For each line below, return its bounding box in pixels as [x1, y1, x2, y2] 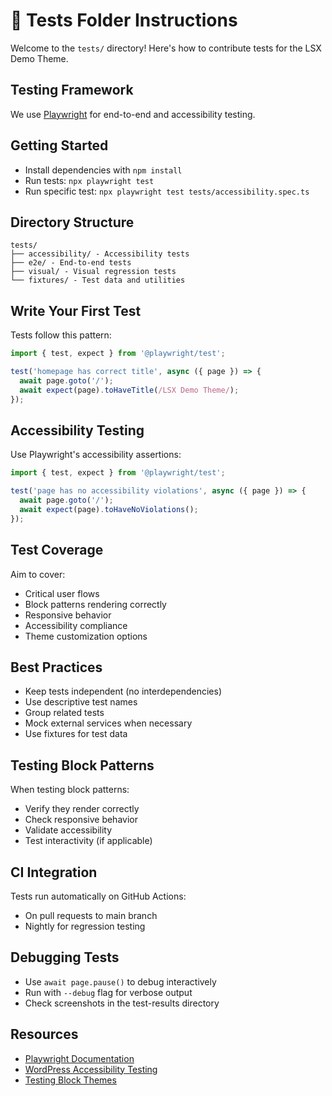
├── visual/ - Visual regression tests [10, 267, 177, 277]
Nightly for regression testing [24, 920, 146, 932]
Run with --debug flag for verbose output [24, 986, 193, 998]
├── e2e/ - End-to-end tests [10, 258, 132, 268]
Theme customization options [24, 630, 148, 642]
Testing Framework [10, 82, 134, 99]
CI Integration [10, 864, 98, 881]
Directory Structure [10, 214, 135, 231]
